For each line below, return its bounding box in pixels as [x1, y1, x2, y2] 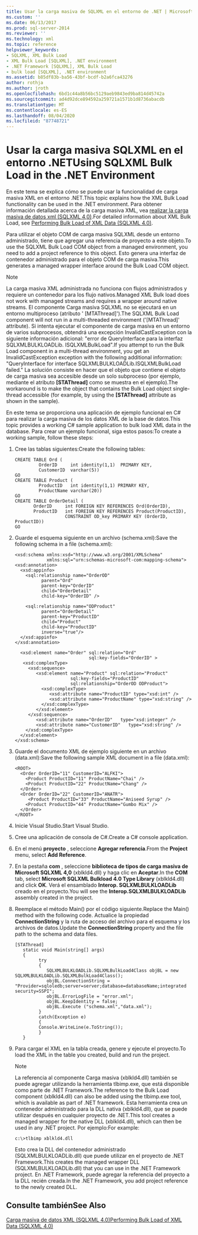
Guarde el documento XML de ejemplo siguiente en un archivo [14, 748, 167, 755]
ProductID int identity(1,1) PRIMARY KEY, [38, 483, 150, 489]
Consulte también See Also [6, 1200, 106, 1211]
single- [173, 385, 190, 392]
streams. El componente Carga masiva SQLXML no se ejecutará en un [6, 304, 177, 311]
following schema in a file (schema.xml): [14, 540, 113, 548]
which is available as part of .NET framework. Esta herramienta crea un [14, 1099, 187, 1107]
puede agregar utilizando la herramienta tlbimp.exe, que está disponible [14, 1081, 190, 1088]
